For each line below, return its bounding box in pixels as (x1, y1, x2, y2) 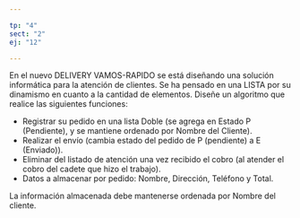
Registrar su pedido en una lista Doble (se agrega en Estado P (21, 116, 252, 126)
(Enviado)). (21, 144, 64, 155)
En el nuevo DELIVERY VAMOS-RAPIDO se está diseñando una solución (9, 70, 275, 81)
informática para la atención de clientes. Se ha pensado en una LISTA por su (9, 80, 291, 91)
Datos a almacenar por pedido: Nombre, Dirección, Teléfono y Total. (21, 173, 274, 184)
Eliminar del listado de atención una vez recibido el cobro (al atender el (21, 154, 285, 165)
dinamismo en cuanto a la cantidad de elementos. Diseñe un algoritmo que (9, 89, 285, 100)
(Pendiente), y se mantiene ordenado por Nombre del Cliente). (21, 126, 253, 136)
